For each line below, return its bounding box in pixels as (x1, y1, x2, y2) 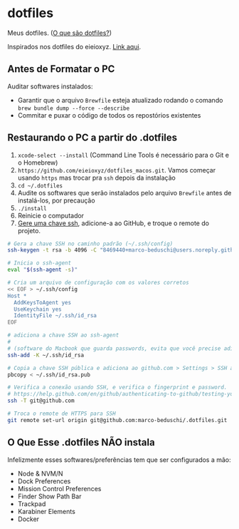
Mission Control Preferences (17, 484, 102, 493)
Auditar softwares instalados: (7, 82, 93, 91)
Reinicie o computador (17, 211, 84, 220)
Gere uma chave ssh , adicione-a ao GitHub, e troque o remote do (17, 219, 210, 227)
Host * (7, 292, 27, 299)
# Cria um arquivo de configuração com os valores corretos (7, 279, 190, 287)
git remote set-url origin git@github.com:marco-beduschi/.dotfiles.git (7, 416, 228, 423)
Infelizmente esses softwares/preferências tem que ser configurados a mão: (7, 455, 231, 464)
